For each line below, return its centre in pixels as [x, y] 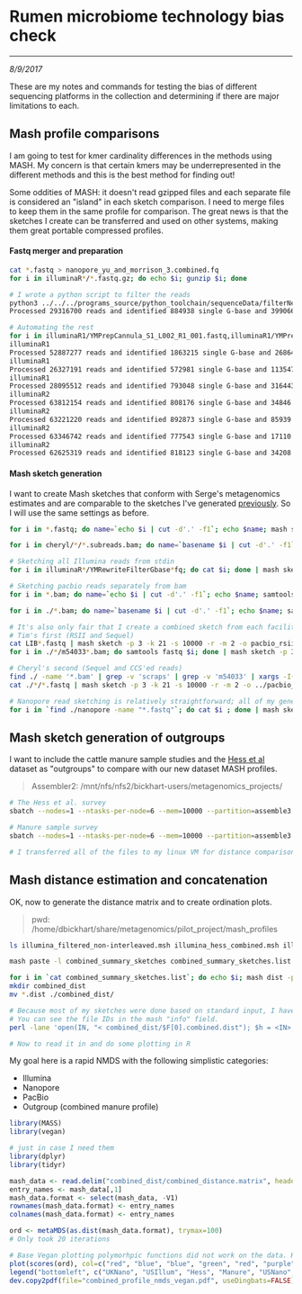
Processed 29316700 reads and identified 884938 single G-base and [138, 311]
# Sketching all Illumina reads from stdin [92, 562]
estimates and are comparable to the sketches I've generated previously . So [150, 503]
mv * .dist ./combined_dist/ [62, 995]
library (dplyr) [38, 1157]
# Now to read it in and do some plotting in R [100, 1044]
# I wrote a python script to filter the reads [100, 294]
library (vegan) [38, 1132]
